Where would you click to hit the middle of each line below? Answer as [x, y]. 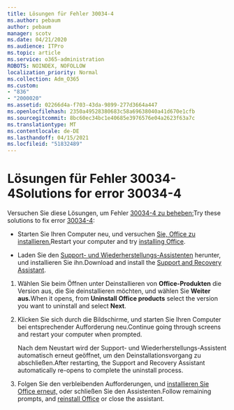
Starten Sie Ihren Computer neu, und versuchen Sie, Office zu [106, 234]
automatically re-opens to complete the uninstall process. [100, 370]
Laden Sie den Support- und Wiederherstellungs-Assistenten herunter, [119, 255]
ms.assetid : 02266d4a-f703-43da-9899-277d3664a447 [82, 105]
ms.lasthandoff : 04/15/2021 [48, 137]
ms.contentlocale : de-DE [43, 131]
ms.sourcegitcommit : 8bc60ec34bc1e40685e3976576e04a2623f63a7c [101, 118]
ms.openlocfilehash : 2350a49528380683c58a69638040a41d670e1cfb [101, 111]
